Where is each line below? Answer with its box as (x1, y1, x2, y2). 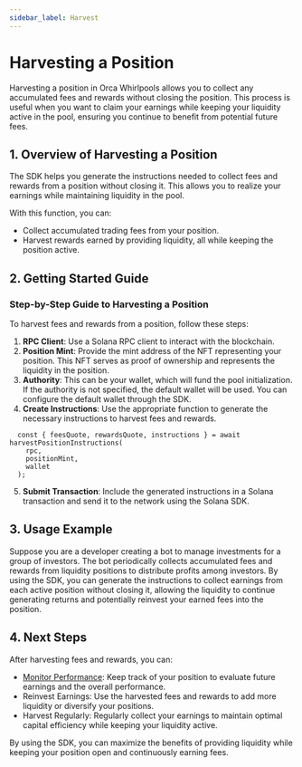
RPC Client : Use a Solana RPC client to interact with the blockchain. (22, 336, 275, 347)
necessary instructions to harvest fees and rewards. (22, 413, 217, 424)
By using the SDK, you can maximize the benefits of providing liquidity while (9, 737, 294, 748)
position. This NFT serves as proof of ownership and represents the (22, 355, 276, 367)
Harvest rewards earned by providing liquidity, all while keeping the (22, 235, 274, 245)
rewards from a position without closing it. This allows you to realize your (9, 180, 282, 191)
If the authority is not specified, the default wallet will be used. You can (22, 384, 288, 395)
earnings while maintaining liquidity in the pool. (9, 190, 185, 201)
